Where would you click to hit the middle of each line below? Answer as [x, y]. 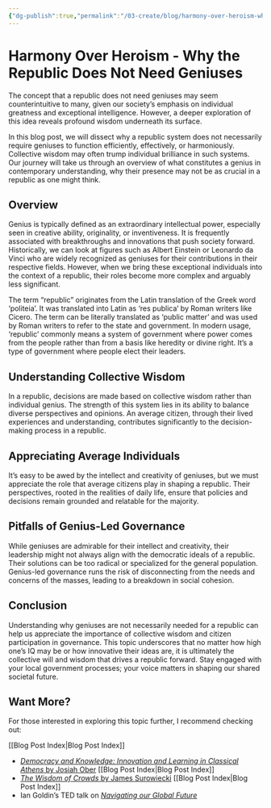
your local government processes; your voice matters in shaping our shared [134, 668]
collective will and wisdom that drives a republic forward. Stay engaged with [135, 659]
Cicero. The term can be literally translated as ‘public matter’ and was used [133, 317]
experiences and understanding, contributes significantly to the [114, 422]
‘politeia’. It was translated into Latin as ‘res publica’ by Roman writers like [130, 308]
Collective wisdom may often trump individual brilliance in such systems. [129, 153]
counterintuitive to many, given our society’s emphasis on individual [121, 104]
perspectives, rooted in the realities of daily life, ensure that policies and [128, 492]
